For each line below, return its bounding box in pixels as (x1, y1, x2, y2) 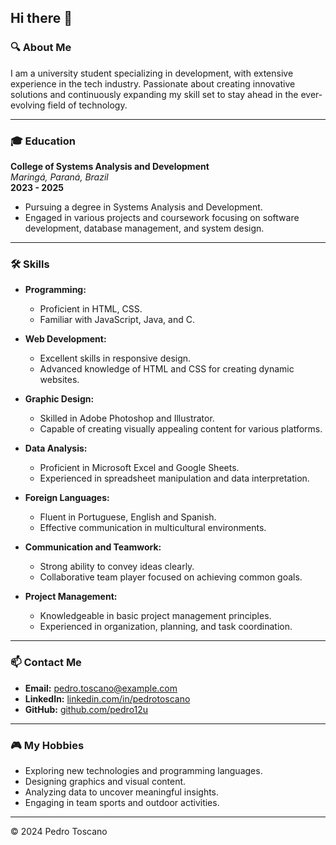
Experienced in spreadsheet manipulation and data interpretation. (39, 472, 310, 485)
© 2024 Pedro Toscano (10, 825, 108, 837)
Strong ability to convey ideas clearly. (39, 561, 195, 573)
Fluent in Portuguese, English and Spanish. (39, 511, 217, 523)
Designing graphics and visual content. (24, 775, 187, 787)
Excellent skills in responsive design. (39, 352, 192, 365)
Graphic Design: (24, 393, 95, 405)
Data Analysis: (24, 442, 88, 455)
